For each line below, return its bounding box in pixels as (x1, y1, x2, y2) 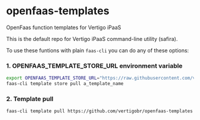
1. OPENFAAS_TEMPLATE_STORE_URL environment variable (6, 61, 183, 70)
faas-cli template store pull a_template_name (6, 81, 124, 87)
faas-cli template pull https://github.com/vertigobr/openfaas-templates (6, 108, 193, 114)
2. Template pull (6, 94, 54, 103)
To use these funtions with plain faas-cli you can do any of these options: (6, 46, 189, 54)
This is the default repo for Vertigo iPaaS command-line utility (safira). (6, 35, 178, 42)
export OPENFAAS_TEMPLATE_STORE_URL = (6, 75, 100, 81)
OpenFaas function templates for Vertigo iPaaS (6, 24, 121, 31)
